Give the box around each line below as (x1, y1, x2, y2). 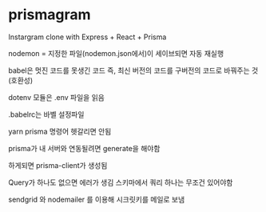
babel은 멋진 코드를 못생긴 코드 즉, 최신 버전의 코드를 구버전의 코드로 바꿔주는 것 (8, 66, 259, 75)
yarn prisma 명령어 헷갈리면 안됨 (8, 126, 112, 136)
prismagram (8, 6, 91, 24)
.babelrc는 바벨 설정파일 (8, 110, 85, 119)
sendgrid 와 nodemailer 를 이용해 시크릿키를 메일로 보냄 (8, 194, 185, 204)
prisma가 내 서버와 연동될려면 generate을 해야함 (8, 143, 161, 153)
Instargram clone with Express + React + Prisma (8, 32, 167, 42)
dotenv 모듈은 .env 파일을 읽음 (8, 92, 105, 102)
